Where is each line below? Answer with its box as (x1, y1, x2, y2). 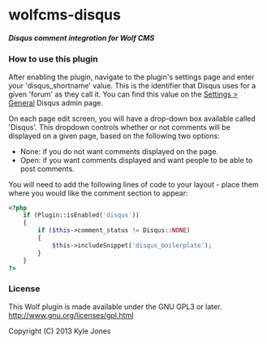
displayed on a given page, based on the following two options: (8, 131, 221, 140)
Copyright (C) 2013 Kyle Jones (8, 326, 111, 336)
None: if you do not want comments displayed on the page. (19, 146, 219, 156)
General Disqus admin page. (8, 97, 104, 107)
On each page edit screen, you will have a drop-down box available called (8, 114, 256, 123)
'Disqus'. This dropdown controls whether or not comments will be (8, 122, 231, 131)
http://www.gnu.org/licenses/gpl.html (8, 310, 134, 320)
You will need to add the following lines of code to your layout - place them (8, 179, 259, 189)
